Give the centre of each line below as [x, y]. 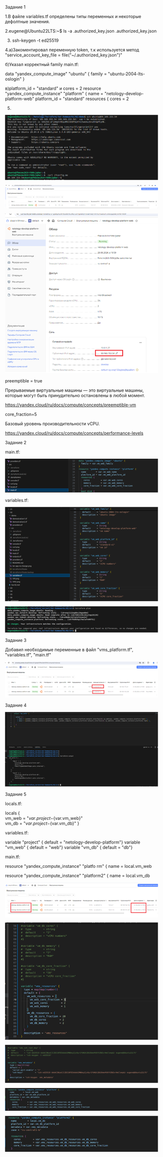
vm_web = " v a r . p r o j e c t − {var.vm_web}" [44, 818]
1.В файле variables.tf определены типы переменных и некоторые [73, 16]
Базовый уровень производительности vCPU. [53, 424]
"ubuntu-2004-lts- [127, 74]
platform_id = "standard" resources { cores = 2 [82, 99]
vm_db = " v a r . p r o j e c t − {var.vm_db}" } [42, 823]
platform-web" [20, 99]
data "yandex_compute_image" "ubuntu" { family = [56, 74]
